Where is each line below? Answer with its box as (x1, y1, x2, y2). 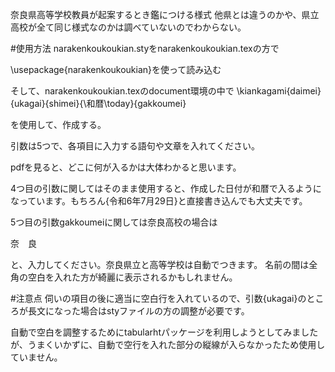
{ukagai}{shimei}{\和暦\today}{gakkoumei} (10, 98, 187, 109)
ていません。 (10, 351, 63, 363)
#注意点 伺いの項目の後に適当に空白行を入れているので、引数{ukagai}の (10, 293, 307, 304)
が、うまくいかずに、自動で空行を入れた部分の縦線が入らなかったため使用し (10, 339, 326, 350)
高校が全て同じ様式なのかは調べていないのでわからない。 (10, 21, 247, 33)
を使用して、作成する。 (10, 119, 107, 130)
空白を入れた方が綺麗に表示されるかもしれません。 (27, 271, 238, 283)
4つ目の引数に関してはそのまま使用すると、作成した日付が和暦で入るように (10, 183, 322, 194)
